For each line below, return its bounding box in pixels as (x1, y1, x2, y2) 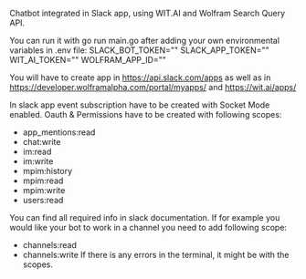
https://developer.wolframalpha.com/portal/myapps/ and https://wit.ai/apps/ (9, 82, 297, 92)
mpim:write (22, 185, 66, 195)
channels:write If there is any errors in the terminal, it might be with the (22, 250, 290, 260)
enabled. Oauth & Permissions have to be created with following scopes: (9, 109, 282, 119)
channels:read (22, 240, 78, 250)
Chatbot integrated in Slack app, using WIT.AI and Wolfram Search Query (9, 8, 286, 18)
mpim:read (22, 175, 64, 186)
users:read (22, 195, 64, 205)
